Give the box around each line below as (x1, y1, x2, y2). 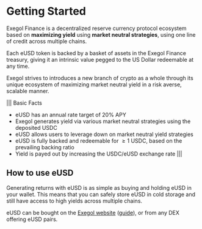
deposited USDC (15, 124, 58, 131)
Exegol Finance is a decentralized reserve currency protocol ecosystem (6, 24, 187, 32)
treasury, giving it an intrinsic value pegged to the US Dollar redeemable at (6, 56, 194, 63)
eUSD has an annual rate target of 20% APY (15, 111, 126, 118)
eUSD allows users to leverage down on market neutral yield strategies (15, 130, 193, 138)
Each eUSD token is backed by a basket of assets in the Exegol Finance (6, 49, 186, 56)
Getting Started (6, 4, 87, 18)
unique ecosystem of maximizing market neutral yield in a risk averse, (6, 81, 182, 88)
